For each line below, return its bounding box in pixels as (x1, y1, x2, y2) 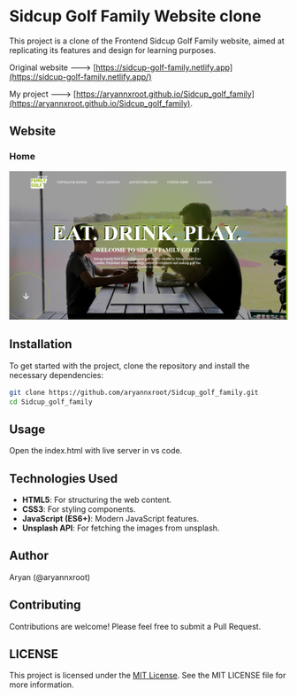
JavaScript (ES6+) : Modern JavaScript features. (21, 514, 200, 524)
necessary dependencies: (9, 369, 104, 380)
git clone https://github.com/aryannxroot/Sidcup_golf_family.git (9, 388, 259, 397)
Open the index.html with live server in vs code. (9, 445, 183, 456)
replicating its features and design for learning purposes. (9, 44, 217, 55)
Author (9, 548, 49, 563)
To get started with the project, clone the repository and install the (9, 360, 250, 371)
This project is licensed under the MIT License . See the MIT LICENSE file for (9, 670, 286, 681)
